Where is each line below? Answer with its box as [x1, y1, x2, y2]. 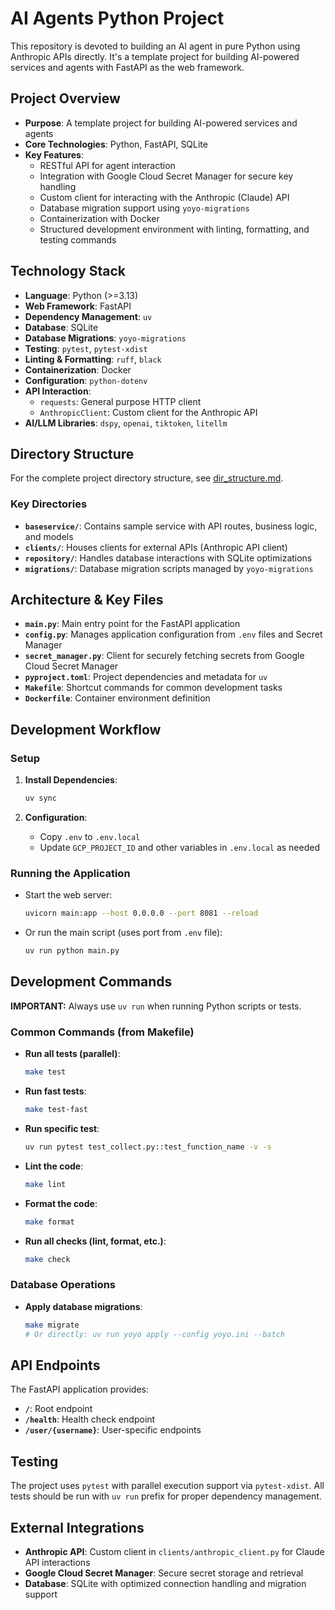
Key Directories [10, 497, 88, 511]
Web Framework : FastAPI [24, 300, 132, 312]
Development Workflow [10, 721, 162, 738]
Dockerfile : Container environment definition [24, 692, 211, 704]
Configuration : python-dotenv [24, 374, 148, 386]
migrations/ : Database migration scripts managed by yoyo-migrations [24, 562, 314, 574]
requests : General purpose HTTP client [39, 395, 202, 407]
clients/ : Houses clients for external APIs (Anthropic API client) [24, 541, 288, 553]
